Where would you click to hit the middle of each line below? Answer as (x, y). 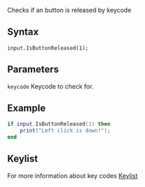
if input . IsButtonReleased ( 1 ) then (59, 124)
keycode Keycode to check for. (51, 86)
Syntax (23, 32)
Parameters (33, 69)
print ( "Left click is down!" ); (65, 131)
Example (26, 109)
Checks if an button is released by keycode (69, 10)
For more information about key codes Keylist (72, 175)
